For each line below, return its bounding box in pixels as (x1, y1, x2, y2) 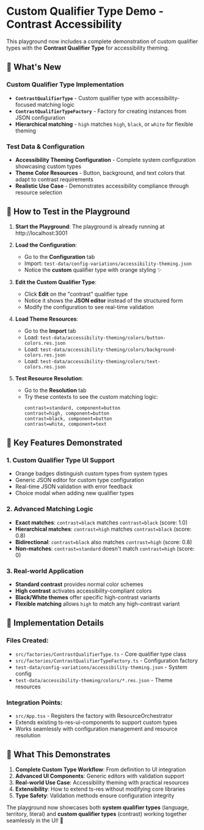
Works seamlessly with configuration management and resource (15, 725, 178, 732)
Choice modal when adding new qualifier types (15, 490, 134, 497)
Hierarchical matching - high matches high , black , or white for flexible (15, 120, 194, 128)
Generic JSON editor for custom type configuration (15, 477, 145, 484)
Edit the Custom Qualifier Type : (15, 278, 97, 286)
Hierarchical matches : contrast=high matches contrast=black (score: (15, 525, 192, 532)
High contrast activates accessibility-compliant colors (15, 587, 152, 594)
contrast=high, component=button (24, 410, 110, 417)
